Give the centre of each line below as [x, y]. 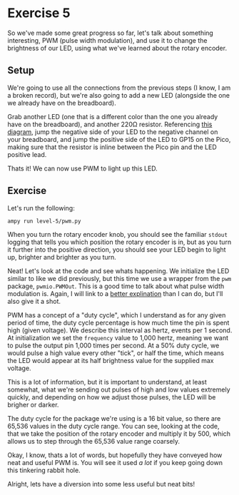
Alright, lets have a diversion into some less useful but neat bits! [101, 484]
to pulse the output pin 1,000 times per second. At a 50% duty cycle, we [113, 345]
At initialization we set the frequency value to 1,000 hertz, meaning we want [118, 337]
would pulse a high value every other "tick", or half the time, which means [116, 353]
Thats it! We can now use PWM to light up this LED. [83, 168]
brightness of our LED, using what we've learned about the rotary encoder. [117, 48]
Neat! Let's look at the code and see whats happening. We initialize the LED [118, 271]
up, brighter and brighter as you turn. [62, 257]
